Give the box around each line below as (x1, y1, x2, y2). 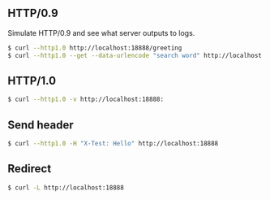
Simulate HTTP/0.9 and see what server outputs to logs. (7, 28, 195, 37)
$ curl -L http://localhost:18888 (7, 183, 125, 192)
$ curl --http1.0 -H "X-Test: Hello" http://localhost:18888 (7, 140, 219, 148)
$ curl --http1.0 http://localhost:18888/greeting (7, 44, 182, 52)
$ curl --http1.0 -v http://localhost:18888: (7, 95, 164, 104)
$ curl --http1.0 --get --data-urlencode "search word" (7, 51, 200, 59)
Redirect (7, 162, 52, 176)
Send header (7, 118, 74, 132)
